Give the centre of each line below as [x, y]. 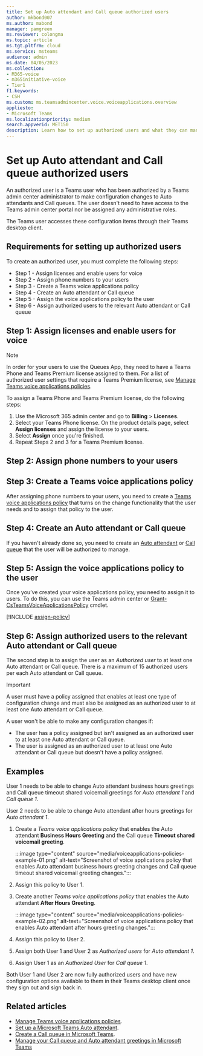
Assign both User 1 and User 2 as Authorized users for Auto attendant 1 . [105, 951]
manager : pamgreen [29, 29]
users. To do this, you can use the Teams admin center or [78, 599]
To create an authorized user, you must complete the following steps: [92, 261]
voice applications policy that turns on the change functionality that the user [101, 503]
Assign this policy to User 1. [49, 885]
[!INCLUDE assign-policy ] [38, 617]
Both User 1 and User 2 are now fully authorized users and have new [92, 975]
